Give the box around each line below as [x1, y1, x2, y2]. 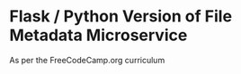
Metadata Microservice [9, 25, 188, 45]
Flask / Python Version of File [9, 6, 232, 27]
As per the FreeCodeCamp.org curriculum [9, 54, 165, 65]
